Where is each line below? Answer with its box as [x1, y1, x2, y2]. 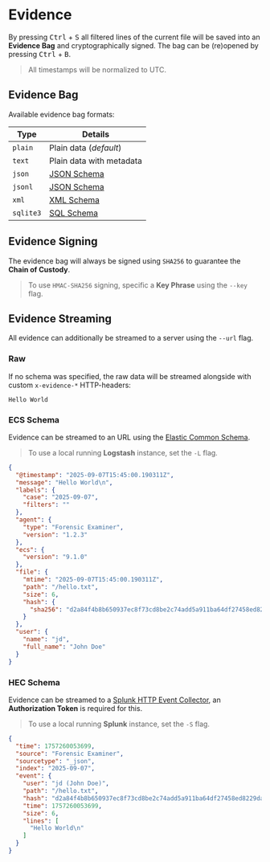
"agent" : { [15, 516, 52, 524]
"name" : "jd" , [22, 635, 70, 643]
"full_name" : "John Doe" [22, 643, 106, 651]
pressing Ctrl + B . [8, 49, 72, 59]
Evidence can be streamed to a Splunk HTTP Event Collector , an [8, 695, 221, 705]
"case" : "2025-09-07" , [22, 493, 99, 501]
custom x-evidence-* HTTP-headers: [8, 380, 131, 390]
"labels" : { [15, 486, 56, 494]
